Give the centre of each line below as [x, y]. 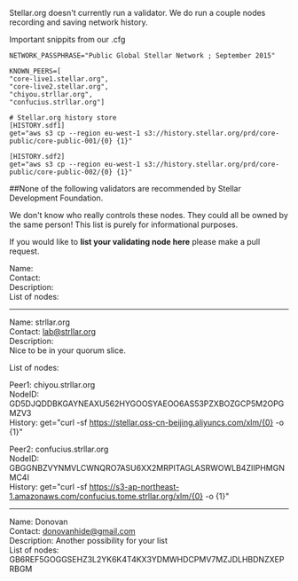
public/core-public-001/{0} [61, 141]
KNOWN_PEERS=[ [35, 71]
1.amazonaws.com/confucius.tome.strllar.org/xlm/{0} [106, 496]
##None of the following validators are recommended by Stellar [125, 188]
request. [24, 251]
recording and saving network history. [78, 22]
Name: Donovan [39, 522]
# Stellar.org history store [63, 118]
